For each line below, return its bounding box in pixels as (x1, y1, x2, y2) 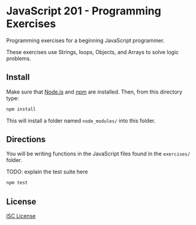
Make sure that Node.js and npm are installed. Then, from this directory (6, 88, 183, 95)
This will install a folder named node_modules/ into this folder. (6, 117, 156, 124)
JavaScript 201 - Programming (6, 4, 162, 18)
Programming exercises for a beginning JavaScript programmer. (6, 37, 165, 44)
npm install (6, 106, 36, 112)
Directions (6, 134, 46, 145)
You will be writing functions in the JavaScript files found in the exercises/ (6, 150, 191, 157)
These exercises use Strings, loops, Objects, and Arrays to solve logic (6, 48, 179, 55)
